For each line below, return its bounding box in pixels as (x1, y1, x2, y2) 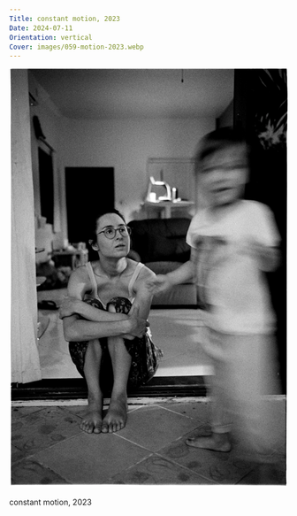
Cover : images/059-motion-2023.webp (9, 42, 144, 51)
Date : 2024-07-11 (9, 23, 73, 33)
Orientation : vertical (9, 33, 93, 42)
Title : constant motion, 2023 (9, 14, 121, 23)
